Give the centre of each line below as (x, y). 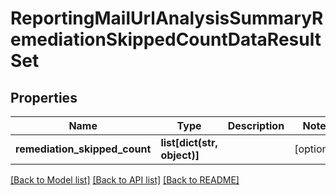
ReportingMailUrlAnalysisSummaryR (167, 18)
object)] (180, 155)
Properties (44, 97)
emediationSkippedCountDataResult (166, 39)
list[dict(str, (189, 142)
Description (256, 125)
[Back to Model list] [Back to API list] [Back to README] (125, 180)
